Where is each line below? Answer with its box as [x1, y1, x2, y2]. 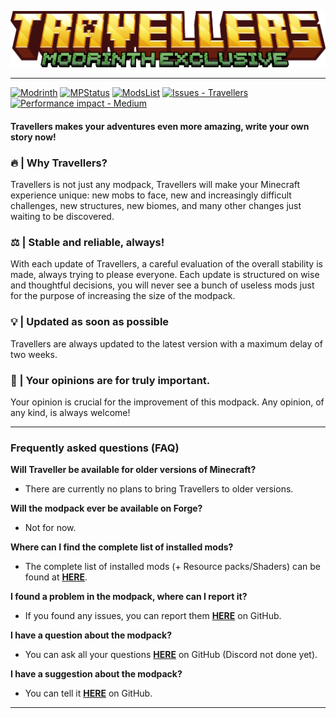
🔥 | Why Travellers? [10, 156, 108, 170]
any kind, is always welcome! [10, 406, 131, 418]
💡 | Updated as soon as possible [10, 315, 170, 329]
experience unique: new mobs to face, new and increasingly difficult [10, 189, 292, 201]
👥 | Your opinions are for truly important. [10, 373, 211, 387]
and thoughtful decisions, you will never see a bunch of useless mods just [10, 279, 315, 291]
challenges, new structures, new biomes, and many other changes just [10, 200, 302, 212]
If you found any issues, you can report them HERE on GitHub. [24, 610, 282, 622]
